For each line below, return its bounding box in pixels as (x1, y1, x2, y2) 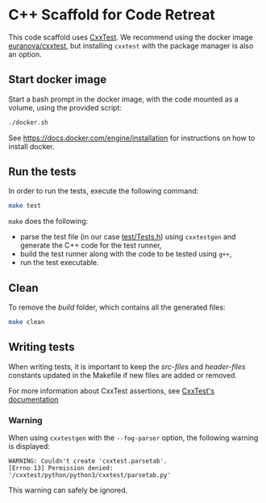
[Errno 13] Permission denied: (8, 464, 114, 472)
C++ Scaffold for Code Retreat (8, 6, 216, 24)
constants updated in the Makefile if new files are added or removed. (8, 370, 238, 380)
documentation (8, 394, 59, 404)
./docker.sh (8, 118, 48, 127)
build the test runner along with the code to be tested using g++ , (19, 249, 232, 259)
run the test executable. (19, 258, 99, 268)
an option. (8, 49, 42, 59)
